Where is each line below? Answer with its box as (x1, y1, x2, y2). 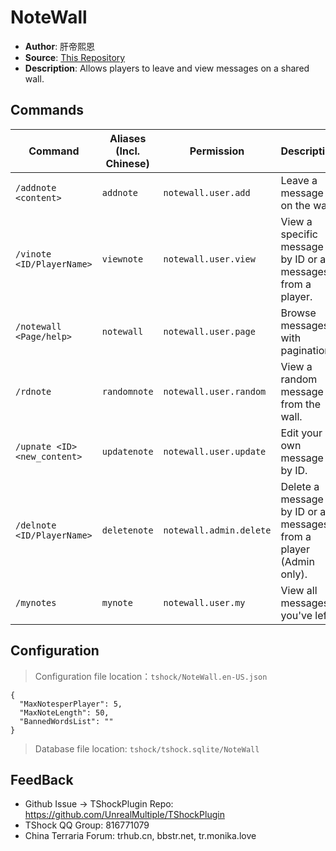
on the (280, 198, 311, 212)
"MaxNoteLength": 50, (19, 707, 110, 718)
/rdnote (15, 386, 52, 397)
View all (280, 583, 318, 597)
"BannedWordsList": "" (19, 716, 114, 726)
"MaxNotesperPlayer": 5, (19, 699, 123, 709)
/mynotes (15, 597, 57, 608)
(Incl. (115, 144, 141, 158)
